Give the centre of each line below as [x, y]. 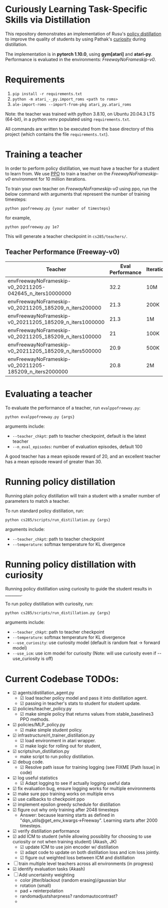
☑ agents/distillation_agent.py [43, 693]
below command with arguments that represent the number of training [77, 194]
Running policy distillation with [70, 564]
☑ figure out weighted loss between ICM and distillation [77, 858]
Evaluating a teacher [49, 394]
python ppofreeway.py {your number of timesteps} [58, 208]
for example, [18, 218]
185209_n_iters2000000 [38, 372]
